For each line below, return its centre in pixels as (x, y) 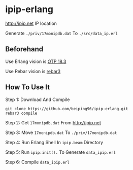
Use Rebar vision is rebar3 (33, 71)
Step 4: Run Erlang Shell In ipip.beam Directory (54, 142)
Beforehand (24, 49)
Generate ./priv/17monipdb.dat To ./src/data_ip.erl (61, 33)
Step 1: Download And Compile (38, 99)
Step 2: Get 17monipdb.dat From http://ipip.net (53, 122)
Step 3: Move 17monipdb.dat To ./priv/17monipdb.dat (61, 132)
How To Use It (27, 87)
